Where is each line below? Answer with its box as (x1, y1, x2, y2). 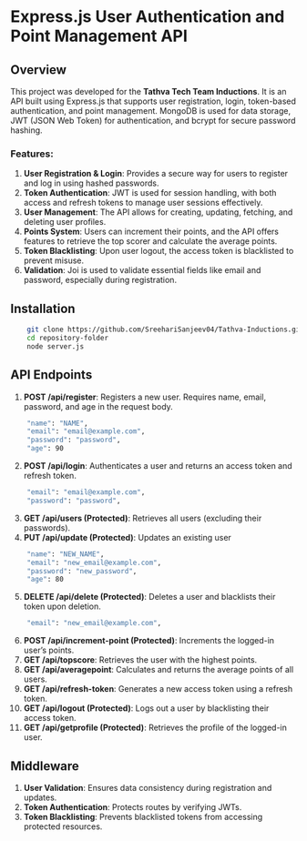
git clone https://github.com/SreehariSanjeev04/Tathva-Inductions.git (26, 325, 304, 334)
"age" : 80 (26, 575, 65, 584)
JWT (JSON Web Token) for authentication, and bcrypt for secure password (10, 116, 296, 126)
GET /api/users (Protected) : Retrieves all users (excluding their (23, 512, 262, 523)
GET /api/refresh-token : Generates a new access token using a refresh (23, 684, 293, 694)
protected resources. (23, 821, 103, 832)
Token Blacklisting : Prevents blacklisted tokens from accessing (23, 811, 263, 822)
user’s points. (23, 644, 75, 656)
